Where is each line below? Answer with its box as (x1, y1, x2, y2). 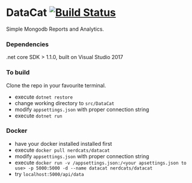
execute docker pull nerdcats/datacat (14, 146, 110, 153)
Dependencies (6, 40, 49, 48)
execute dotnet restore (14, 93, 73, 100)
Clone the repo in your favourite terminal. (6, 81, 106, 89)
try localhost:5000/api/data (14, 170, 84, 177)
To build (6, 68, 30, 77)
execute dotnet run (14, 112, 63, 119)
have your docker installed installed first (14, 140, 112, 147)
